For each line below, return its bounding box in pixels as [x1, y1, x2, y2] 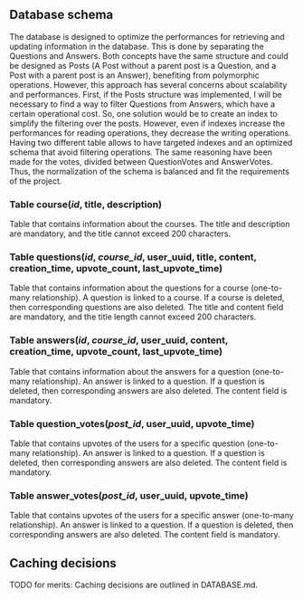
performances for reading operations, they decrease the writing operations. [9, 127, 291, 138]
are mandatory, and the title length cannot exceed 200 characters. [9, 311, 257, 322]
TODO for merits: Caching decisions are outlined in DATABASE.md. [9, 579, 259, 591]
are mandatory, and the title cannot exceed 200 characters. [9, 228, 232, 239]
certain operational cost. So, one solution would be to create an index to [9, 108, 278, 119]
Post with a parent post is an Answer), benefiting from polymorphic [9, 70, 260, 81]
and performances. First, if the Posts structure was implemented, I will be [9, 89, 282, 100]
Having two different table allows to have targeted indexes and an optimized [9, 137, 293, 147]
